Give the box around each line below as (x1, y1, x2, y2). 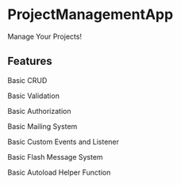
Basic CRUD (7, 75, 48, 85)
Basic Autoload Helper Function (7, 168, 111, 177)
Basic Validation (7, 91, 60, 100)
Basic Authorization (7, 106, 71, 115)
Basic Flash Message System (7, 152, 104, 161)
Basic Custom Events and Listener (7, 137, 120, 146)
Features (7, 55, 52, 68)
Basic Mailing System (7, 121, 78, 131)
